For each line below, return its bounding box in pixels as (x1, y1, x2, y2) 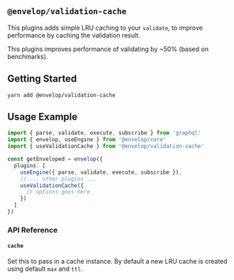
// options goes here (26, 189, 91, 196)
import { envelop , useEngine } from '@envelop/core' (7, 136, 167, 143)
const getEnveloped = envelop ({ (7, 156, 103, 163)
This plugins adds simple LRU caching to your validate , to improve (7, 23, 204, 32)
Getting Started (7, 73, 77, 85)
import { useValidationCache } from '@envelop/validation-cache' (7, 142, 204, 150)
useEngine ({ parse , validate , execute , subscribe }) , (20, 169, 182, 176)
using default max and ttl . (7, 264, 83, 273)
